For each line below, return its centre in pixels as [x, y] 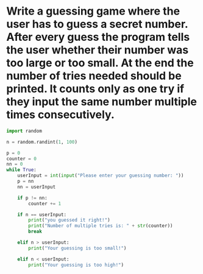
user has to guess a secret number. [97, 24]
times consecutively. [60, 115]
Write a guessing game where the [93, 11]
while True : [21, 170]
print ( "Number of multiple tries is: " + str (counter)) [101, 226]
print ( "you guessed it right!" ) [69, 220]
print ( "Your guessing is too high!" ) [76, 265]
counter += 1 [45, 203]
